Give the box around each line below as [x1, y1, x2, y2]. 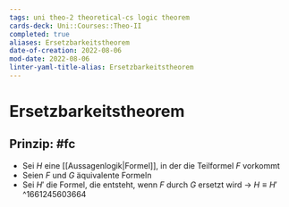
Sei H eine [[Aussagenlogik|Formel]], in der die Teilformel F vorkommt [21, 160, 280, 170]
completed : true [9, 29, 70, 38]
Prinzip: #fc [9, 137, 76, 152]
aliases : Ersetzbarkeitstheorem [9, 37, 130, 47]
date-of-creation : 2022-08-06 [9, 46, 123, 55]
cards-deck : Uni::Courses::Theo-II [9, 21, 142, 30]
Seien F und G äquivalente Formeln [21, 170, 152, 180]
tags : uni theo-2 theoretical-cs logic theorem [9, 12, 191, 22]
